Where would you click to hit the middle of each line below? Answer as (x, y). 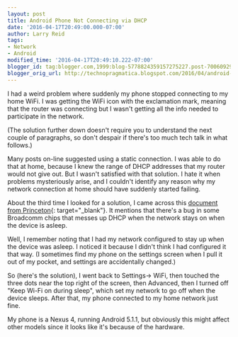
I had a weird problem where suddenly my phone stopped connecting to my (118, 94)
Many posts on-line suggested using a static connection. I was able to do (114, 159)
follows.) (20, 145)
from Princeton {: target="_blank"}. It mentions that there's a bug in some (113, 210)
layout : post (27, 14)
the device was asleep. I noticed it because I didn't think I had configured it (117, 246)
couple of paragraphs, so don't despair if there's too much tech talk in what (118, 137)
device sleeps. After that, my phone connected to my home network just (113, 298)
